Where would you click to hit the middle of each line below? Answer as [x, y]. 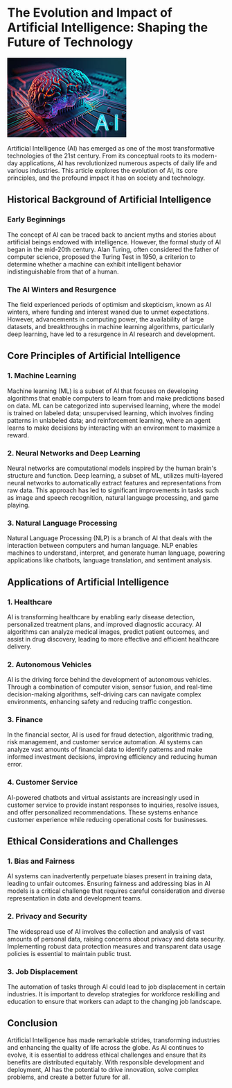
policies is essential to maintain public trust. [69, 953]
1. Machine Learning [42, 376]
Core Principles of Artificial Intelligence [94, 356]
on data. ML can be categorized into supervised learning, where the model [114, 405]
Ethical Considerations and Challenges [93, 842]
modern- [205, 156]
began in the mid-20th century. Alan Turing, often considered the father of [113, 249]
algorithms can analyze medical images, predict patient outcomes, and [108, 631]
